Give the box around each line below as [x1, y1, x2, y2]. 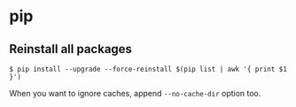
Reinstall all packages [9, 42, 133, 57]
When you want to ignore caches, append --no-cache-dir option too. [9, 88, 261, 98]
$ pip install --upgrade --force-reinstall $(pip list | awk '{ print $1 [9, 65, 288, 73]
